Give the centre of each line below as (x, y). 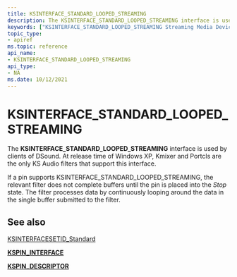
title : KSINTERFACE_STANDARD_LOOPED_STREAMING (77, 14)
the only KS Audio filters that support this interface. (82, 164)
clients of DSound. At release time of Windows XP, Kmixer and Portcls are (115, 156)
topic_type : (25, 33)
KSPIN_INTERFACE (36, 253)
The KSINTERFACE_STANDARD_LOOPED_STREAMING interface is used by (117, 149)
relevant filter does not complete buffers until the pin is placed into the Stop (117, 185)
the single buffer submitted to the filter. (64, 200)
